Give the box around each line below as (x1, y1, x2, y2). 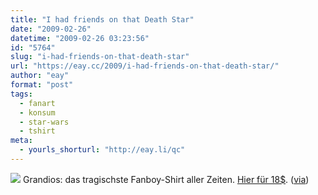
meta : (10, 136, 33, 146)
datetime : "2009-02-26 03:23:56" (10, 33, 150, 43)
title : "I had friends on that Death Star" (10, 14, 195, 25)
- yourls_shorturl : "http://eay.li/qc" (19, 145, 186, 155)
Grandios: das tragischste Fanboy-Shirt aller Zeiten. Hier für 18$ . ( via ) (22, 173, 310, 185)
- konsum (19, 107, 56, 118)
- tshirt (19, 126, 56, 136)
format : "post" (10, 80, 74, 90)
